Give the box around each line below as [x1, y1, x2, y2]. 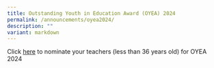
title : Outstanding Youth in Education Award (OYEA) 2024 [7, 10, 176, 17]
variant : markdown [7, 29, 59, 36]
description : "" [7, 22, 53, 29]
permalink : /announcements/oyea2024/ [7, 16, 115, 23]
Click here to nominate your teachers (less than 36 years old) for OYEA [7, 48, 207, 56]
